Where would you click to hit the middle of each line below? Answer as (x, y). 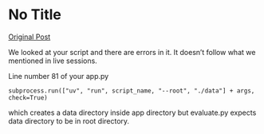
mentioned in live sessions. (53, 61)
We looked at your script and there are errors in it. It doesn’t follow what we (132, 52)
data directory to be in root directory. (69, 120)
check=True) (28, 97)
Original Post (30, 37)
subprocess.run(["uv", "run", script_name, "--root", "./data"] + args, (132, 91)
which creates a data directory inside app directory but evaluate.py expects (132, 112)
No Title (35, 15)
